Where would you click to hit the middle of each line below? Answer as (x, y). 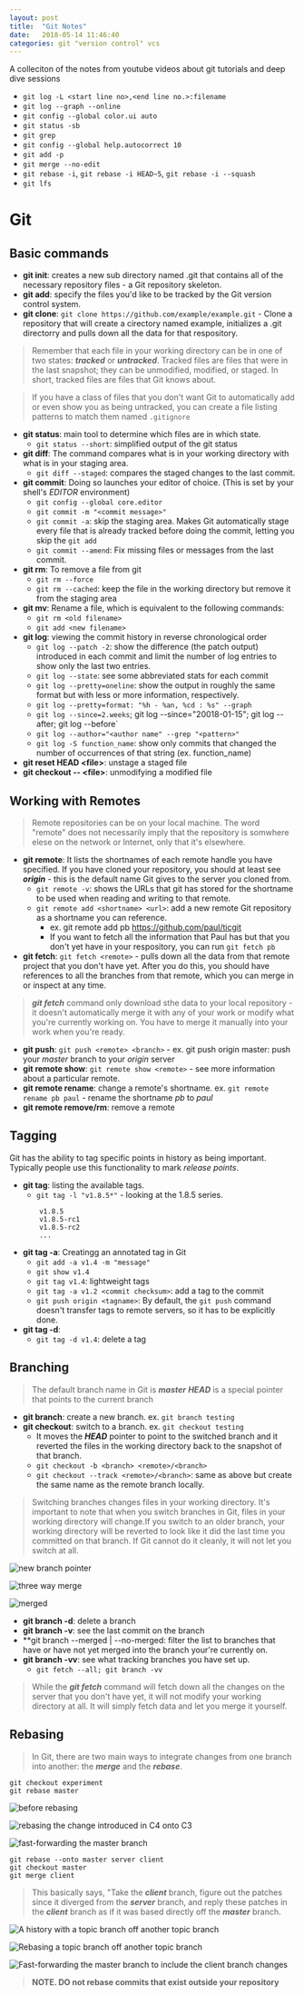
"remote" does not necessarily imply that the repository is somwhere (160, 833)
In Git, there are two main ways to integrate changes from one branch (162, 1756)
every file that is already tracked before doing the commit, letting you (165, 531)
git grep (39, 136)
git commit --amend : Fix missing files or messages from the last (155, 550)
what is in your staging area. (75, 464)
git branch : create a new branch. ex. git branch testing (128, 1417)
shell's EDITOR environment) (76, 493)
